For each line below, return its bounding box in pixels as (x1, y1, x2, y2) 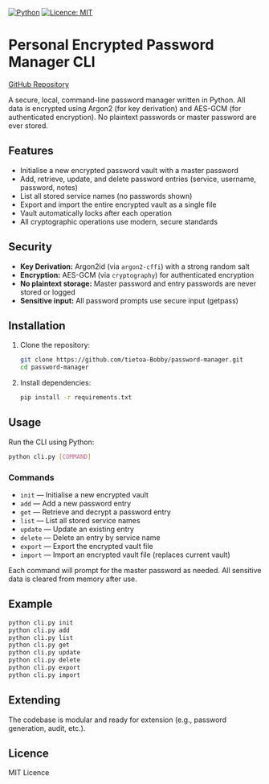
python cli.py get (8, 641, 70, 650)
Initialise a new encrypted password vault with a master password (19, 165, 239, 175)
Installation (8, 319, 66, 332)
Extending (8, 693, 61, 708)
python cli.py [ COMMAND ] (8, 452, 92, 460)
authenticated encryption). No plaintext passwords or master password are (8, 112, 257, 122)
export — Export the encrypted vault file (19, 541, 154, 551)
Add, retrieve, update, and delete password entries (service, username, (19, 174, 257, 184)
